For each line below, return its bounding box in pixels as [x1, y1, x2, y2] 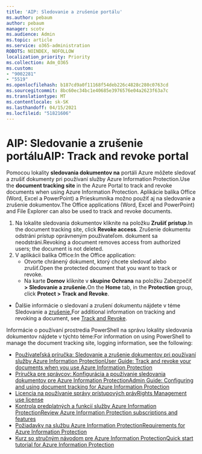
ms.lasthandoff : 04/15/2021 [6, 104, 77, 111]
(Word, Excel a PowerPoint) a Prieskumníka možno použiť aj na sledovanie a [6, 195, 195, 202]
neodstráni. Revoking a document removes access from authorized [14, 239, 181, 246]
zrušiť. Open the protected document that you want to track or [24, 265, 177, 272]
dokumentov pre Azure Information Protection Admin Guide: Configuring [14, 377, 194, 384]
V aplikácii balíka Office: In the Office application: [14, 252, 136, 259]
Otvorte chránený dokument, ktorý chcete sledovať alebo [24, 258, 167, 265]
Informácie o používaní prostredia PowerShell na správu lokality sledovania [6, 326, 193, 334]
